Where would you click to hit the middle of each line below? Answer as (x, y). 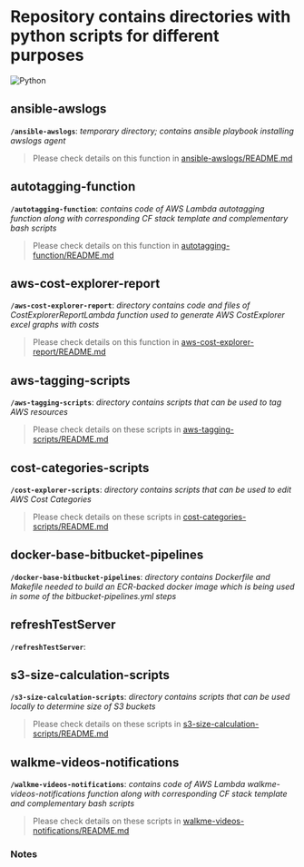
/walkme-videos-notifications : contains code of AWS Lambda (128, 784)
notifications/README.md (81, 831)
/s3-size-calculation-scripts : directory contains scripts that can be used (150, 697)
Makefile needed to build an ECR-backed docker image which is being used (152, 586)
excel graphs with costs (55, 325)
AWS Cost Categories (51, 499)
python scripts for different (115, 36)
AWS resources (39, 412)
